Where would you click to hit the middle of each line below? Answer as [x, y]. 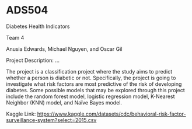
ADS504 [27, 10]
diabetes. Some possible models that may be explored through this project [95, 90]
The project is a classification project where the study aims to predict [89, 71]
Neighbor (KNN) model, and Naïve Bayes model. [64, 102]
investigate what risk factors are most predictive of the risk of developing [94, 84]
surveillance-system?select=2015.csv [51, 120]
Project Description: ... [33, 60]
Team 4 [15, 37]
